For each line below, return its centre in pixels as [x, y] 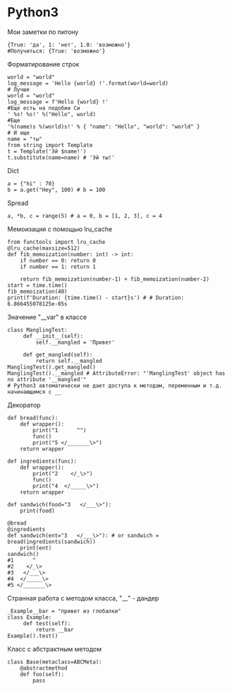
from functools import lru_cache [56, 242]
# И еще [19, 133]
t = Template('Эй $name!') [47, 151]
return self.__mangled [69, 361]
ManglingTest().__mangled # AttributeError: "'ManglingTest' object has [116, 373]
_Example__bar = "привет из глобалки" [64, 611]
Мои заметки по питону [43, 32]
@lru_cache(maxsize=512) [44, 248]
